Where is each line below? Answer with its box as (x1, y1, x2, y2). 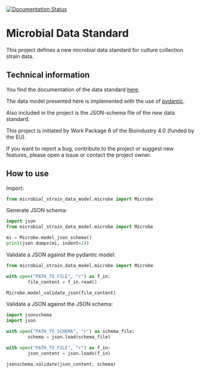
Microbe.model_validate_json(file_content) (6, 290, 116, 296)
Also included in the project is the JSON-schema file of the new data (6, 109, 175, 116)
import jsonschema (6, 312, 52, 318)
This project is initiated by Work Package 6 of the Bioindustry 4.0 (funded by (6, 127, 195, 134)
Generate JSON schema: (6, 207, 67, 214)
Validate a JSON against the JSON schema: (6, 301, 113, 308)
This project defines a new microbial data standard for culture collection (6, 46, 184, 53)
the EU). (6, 133, 26, 140)
